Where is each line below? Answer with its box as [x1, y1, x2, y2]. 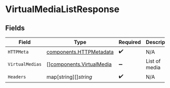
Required [118, 39, 141, 46]
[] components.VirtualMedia [46, 61, 112, 68]
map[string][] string [46, 73, 93, 80]
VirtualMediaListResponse [5, 4, 120, 15]
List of [146, 58, 161, 64]
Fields [5, 24, 25, 32]
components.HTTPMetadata [46, 48, 114, 55]
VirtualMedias [8, 62, 42, 67]
